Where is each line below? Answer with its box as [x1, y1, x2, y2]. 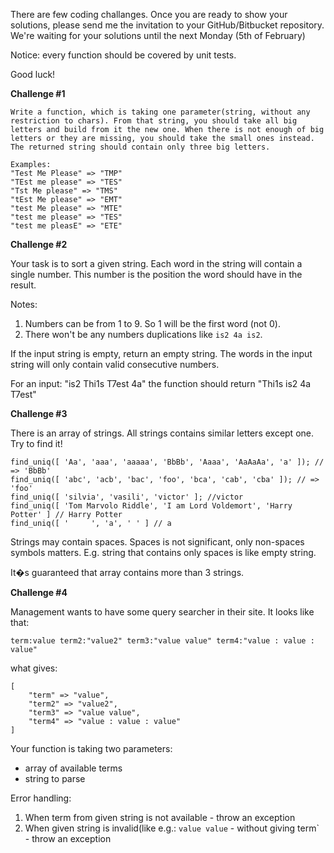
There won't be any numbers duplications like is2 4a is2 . [24, 329, 263, 340]
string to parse [24, 773, 86, 784]
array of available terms [24, 762, 123, 774]
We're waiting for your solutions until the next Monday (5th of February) [10, 30, 306, 41]
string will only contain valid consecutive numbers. [10, 359, 220, 370]
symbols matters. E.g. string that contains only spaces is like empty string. [10, 547, 317, 558]
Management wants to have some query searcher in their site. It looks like [10, 606, 315, 618]
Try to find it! [10, 438, 63, 449]
